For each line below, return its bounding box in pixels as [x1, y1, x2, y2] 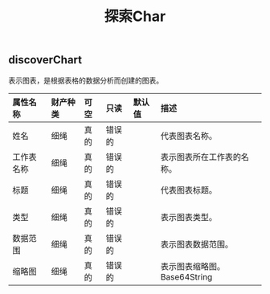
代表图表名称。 [160, 130, 218, 141]
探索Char [104, 7, 166, 26]
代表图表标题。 [160, 184, 218, 195]
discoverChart [8, 53, 83, 67]
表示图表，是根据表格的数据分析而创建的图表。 [8, 76, 163, 85]
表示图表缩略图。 [160, 260, 226, 272]
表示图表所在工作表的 [160, 151, 242, 162]
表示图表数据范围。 [160, 239, 234, 250]
